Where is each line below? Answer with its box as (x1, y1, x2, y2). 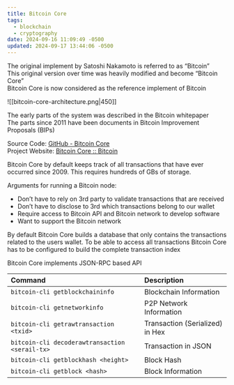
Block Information (143, 367, 203, 376)
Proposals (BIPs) (7, 126, 55, 134)
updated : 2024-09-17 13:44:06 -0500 (7, 43, 114, 50)
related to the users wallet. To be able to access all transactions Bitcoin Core (7, 238, 227, 246)
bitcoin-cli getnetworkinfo (10, 304, 104, 311)
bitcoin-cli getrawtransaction (10, 320, 115, 328)
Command (10, 275, 47, 285)
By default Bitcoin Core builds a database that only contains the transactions (7, 231, 227, 239)
